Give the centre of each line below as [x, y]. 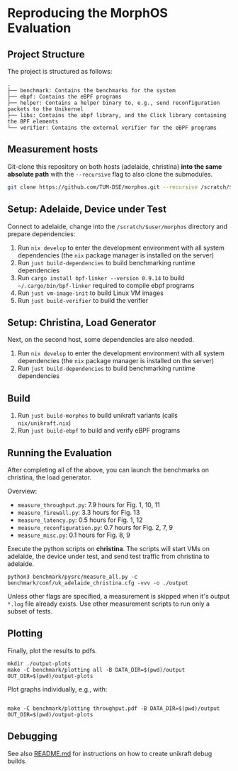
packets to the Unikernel [45, 109]
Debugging [33, 737]
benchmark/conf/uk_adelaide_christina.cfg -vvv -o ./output [98, 583]
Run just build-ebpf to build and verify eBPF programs [99, 431]
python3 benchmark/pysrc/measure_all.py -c [73, 577]
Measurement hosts [53, 149]
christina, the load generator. [50, 477]
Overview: [22, 491]
